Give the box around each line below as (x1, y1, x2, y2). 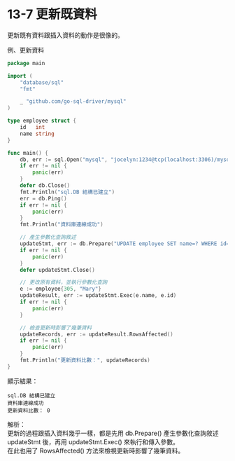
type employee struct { (7, 117, 77, 125)
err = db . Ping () (20, 195, 68, 202)
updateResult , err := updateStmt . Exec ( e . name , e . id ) (20, 292, 177, 299)
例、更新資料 (7, 46, 44, 54)
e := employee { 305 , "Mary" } (20, 285, 101, 293)
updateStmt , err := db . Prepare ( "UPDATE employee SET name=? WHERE (20, 240, 218, 247)
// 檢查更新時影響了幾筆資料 (20, 324, 92, 331)
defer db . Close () (20, 182, 71, 189)
